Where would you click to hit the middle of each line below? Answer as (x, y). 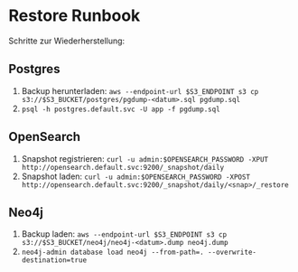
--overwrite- (233, 253)
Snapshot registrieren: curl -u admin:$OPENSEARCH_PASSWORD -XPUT (144, 158)
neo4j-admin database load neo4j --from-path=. (112, 253)
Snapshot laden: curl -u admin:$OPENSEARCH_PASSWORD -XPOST (135, 176)
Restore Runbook (74, 16)
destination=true (54, 260)
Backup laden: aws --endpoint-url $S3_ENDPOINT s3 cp (124, 234)
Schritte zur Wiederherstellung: (67, 41)
